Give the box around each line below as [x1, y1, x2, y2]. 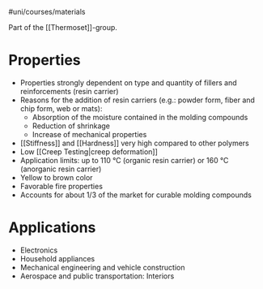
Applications [8, 218, 96, 237]
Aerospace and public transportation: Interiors [19, 271, 175, 281]
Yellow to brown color [19, 172, 93, 182]
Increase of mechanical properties [32, 129, 147, 139]
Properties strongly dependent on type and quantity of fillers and [19, 77, 237, 88]
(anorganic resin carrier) [19, 164, 102, 174]
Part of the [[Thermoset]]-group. [8, 23, 117, 32]
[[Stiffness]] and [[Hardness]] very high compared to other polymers [19, 138, 249, 148]
